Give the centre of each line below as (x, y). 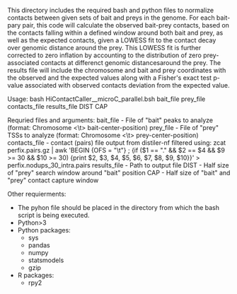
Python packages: (44, 230)
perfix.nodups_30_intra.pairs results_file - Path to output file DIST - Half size (118, 165)
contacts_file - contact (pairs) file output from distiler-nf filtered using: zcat (117, 143)
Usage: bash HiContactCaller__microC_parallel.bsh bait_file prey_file (106, 99)
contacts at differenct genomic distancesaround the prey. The (131, 63)
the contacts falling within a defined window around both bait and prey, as (115, 33)
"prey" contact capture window (53, 180)
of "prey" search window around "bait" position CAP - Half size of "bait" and (119, 173)
